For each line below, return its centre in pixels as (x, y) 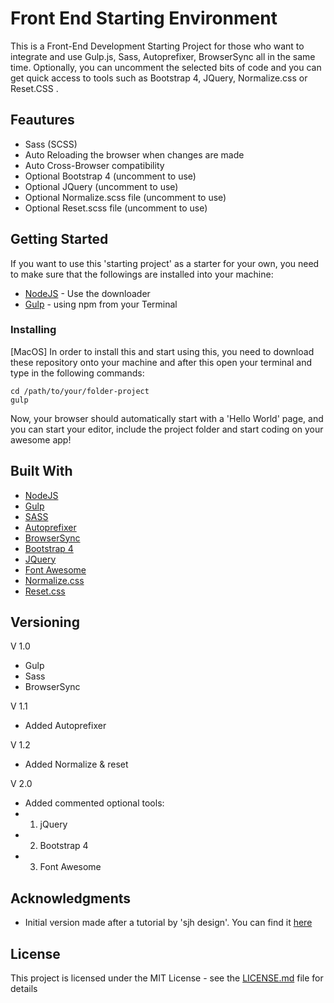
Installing (33, 330)
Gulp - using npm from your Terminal (101, 304)
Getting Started (59, 239)
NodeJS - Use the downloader (87, 293)
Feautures (42, 120)
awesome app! (41, 439)
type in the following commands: (77, 373)
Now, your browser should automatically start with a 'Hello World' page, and (167, 418)
